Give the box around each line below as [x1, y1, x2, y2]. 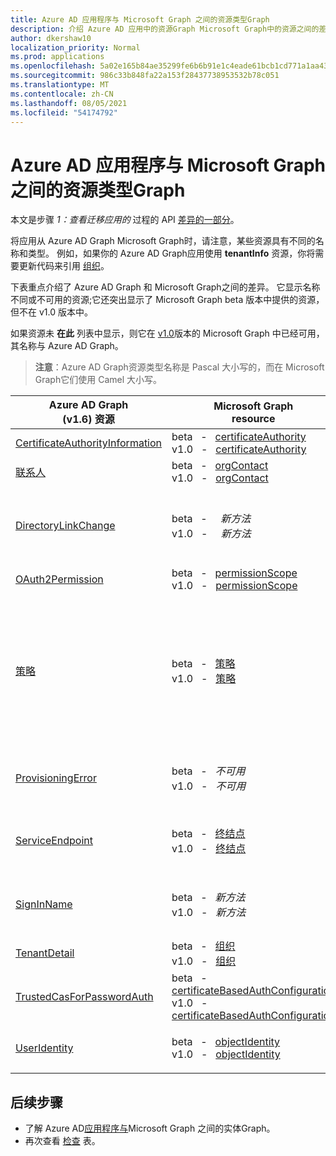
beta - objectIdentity [171, 1035, 281, 1049]
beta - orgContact [171, 459, 269, 473]
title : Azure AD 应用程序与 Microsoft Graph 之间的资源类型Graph [10, 14, 270, 25]
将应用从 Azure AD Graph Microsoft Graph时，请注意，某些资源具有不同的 [10, 235, 316, 247]
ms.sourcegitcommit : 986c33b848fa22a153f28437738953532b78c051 [10, 71, 280, 81]
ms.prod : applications [10, 52, 105, 62]
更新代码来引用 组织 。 [18, 260, 110, 272]
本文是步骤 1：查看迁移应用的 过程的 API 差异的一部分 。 [10, 214, 240, 226]
